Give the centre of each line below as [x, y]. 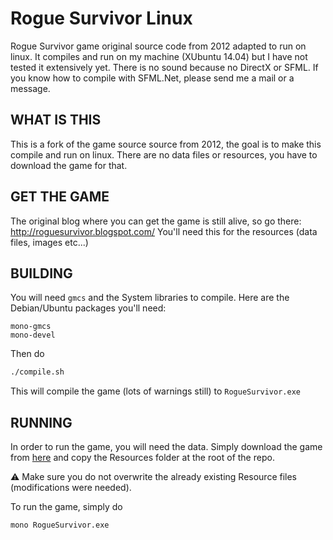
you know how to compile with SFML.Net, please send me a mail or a [152, 78]
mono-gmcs [31, 327]
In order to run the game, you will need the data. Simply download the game [166, 447]
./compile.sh [37, 372]
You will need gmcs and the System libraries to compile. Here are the [150, 298]
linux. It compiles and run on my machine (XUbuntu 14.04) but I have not [159, 56]
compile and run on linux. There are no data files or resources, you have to [164, 154]
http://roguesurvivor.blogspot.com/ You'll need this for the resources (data [164, 231]
